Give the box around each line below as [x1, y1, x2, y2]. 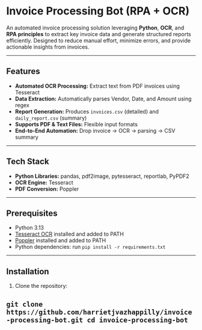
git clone [6, 299, 43, 308]
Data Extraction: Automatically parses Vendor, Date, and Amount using [14, 95, 192, 102]
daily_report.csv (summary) [14, 114, 87, 121]
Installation [6, 266, 49, 277]
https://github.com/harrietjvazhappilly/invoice [6, 308, 192, 316]
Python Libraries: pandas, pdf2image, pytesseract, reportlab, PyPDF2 [14, 173, 189, 180]
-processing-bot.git [6, 316, 84, 324]
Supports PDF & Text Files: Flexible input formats [14, 120, 138, 127]
